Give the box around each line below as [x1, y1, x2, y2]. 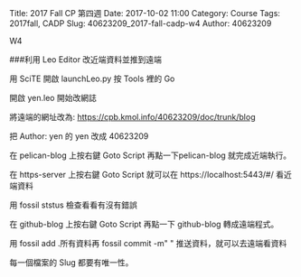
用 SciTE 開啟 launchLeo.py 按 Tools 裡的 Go [9, 73, 175, 84]
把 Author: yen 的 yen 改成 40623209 [9, 131, 149, 142]
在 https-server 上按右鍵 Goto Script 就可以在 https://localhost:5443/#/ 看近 [9, 170, 292, 180]
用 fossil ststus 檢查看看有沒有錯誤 [9, 199, 138, 210]
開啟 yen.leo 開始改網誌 [9, 93, 97, 103]
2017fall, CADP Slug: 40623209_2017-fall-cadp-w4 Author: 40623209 [9, 18, 272, 29]
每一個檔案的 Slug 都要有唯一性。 [9, 257, 134, 268]
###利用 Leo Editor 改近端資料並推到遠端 [9, 54, 163, 65]
